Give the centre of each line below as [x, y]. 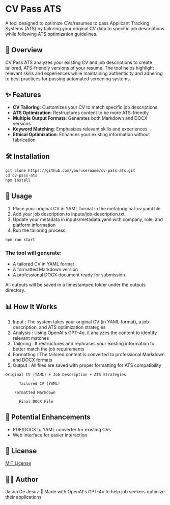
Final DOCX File [36, 401]
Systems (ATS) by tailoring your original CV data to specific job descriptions [85, 28]
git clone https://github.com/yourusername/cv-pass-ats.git [70, 171]
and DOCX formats [32, 360]
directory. [15, 290]
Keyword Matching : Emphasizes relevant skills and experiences [80, 129]
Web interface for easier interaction [50, 435]
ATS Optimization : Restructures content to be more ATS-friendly [81, 113]
